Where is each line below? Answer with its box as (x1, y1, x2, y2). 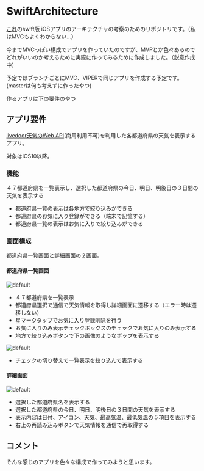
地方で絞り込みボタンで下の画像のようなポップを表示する (15, 332, 160, 339)
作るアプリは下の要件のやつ (6, 95, 76, 102)
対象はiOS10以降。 (6, 152, 53, 159)
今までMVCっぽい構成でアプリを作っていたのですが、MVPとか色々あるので (6, 46, 196, 53)
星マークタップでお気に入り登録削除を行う (15, 316, 122, 324)
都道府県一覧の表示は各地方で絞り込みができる (15, 205, 133, 212)
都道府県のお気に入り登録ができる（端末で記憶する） (15, 213, 149, 220)
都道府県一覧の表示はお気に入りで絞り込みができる (15, 220, 144, 227)
